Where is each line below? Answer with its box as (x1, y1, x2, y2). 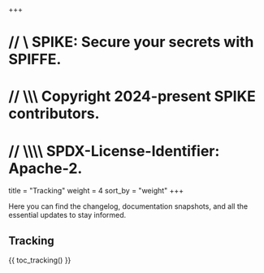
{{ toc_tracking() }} (8, 255, 71, 265)
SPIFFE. (8, 50, 62, 69)
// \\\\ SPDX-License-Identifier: (8, 141, 220, 160)
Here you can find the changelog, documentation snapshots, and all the (8, 201, 249, 211)
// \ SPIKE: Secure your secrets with (8, 33, 254, 51)
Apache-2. (8, 159, 83, 177)
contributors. (8, 105, 100, 123)
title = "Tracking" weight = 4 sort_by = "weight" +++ (8, 186, 184, 196)
